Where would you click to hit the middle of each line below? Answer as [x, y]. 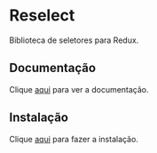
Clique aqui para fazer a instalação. [74, 139]
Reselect [42, 16]
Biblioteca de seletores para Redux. [74, 40]
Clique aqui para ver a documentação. [79, 89]
